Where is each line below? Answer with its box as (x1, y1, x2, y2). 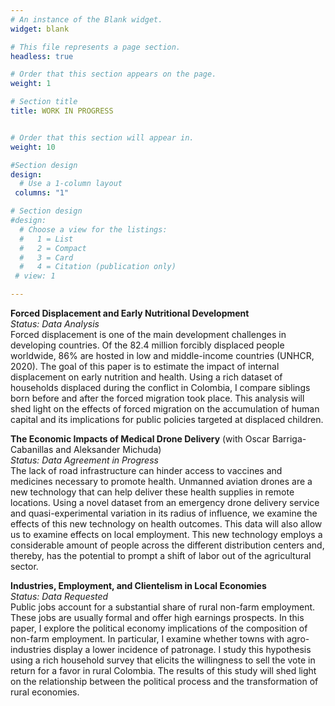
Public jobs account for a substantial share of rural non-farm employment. (10, 601, 316, 613)
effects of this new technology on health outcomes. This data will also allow (10, 518, 323, 530)
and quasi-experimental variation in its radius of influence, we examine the (10, 507, 318, 519)
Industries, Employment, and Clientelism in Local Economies (10, 580, 267, 591)
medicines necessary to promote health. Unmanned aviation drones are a (10, 476, 313, 487)
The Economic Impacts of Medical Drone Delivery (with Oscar (10, 433, 271, 445)
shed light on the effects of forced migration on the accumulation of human (10, 403, 320, 415)
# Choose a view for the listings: (19, 224, 168, 235)
